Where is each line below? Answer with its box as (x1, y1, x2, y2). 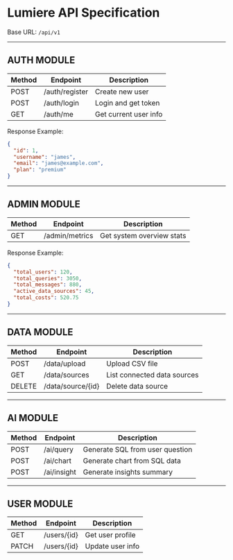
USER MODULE (7, 498, 74, 509)
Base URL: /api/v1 (7, 28, 60, 36)
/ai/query (44, 444, 74, 454)
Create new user (94, 87, 149, 96)
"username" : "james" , (13, 153, 76, 160)
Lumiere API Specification (7, 5, 160, 21)
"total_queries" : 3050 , (13, 275, 82, 282)
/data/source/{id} (44, 381, 100, 391)
